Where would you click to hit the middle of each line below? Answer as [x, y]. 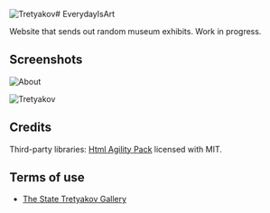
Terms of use [47, 177]
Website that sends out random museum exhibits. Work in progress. [135, 31]
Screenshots [46, 60]
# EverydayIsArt [85, 14]
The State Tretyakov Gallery [74, 199]
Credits [31, 128]
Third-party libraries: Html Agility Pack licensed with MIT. [116, 149]
